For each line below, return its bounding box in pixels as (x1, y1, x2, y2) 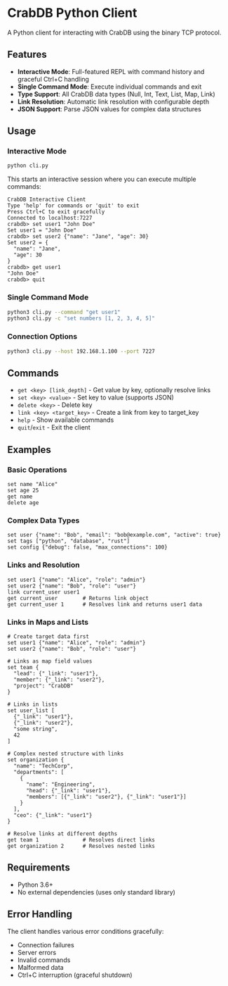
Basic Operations (7, 465, 67, 475)
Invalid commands (17, 956, 71, 964)
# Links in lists (7, 701, 58, 708)
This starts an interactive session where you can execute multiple (7, 175, 196, 184)
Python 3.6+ (17, 880, 54, 889)
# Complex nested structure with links (7, 750, 124, 757)
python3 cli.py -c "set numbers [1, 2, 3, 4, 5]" (7, 315, 156, 322)
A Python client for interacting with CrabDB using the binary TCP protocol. (7, 28, 222, 37)
